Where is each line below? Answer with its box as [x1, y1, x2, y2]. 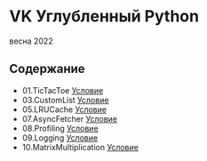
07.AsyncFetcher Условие [21, 113, 118, 124]
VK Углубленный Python [9, 6, 200, 27]
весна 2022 [9, 36, 53, 46]
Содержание [9, 61, 86, 76]
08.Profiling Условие [21, 123, 100, 133]
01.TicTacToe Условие [21, 85, 104, 95]
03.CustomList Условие [21, 94, 109, 105]
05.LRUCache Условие [21, 104, 107, 115]
